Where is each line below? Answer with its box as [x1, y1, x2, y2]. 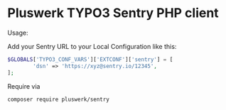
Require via [7, 82, 41, 90]
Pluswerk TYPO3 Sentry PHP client [7, 5, 219, 21]
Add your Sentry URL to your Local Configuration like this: [7, 42, 177, 50]
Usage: [7, 28, 28, 37]
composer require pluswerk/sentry [7, 96, 110, 103]
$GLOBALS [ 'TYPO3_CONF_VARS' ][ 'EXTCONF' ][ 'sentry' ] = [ [7, 55, 173, 63]
